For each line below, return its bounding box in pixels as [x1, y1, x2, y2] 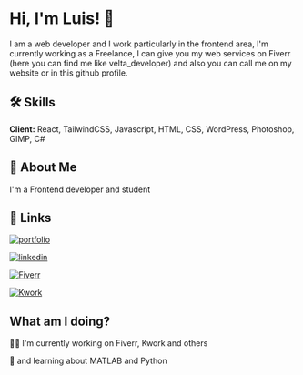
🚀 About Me [9, 159, 77, 176]
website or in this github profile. [9, 67, 128, 78]
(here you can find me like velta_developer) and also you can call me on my [9, 57, 292, 68]
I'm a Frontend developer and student [9, 184, 151, 195]
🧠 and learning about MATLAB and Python [9, 355, 167, 367]
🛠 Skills [9, 95, 56, 110]
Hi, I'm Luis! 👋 [9, 8, 116, 29]
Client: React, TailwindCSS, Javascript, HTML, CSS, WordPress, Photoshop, [9, 123, 295, 135]
